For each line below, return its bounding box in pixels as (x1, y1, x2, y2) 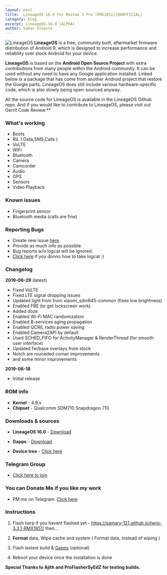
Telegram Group (5, 461, 46, 468)
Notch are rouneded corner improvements (12, 351, 100, 357)
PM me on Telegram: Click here (12, 496, 78, 502)
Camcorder (12, 163, 36, 169)
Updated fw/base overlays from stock (12, 345, 91, 351)
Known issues (5, 197, 41, 204)
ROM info (5, 388, 29, 395)
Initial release (12, 375, 40, 381)
